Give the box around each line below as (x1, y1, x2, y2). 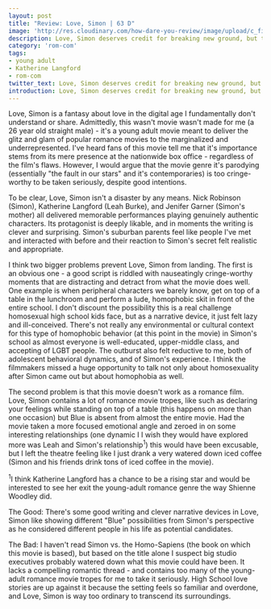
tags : (8, 49, 27, 57)
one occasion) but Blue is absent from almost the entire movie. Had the (8, 413, 245, 423)
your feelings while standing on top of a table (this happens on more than (8, 404, 252, 414)
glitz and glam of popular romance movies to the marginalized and (8, 135, 228, 144)
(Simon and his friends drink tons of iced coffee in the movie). (8, 457, 214, 467)
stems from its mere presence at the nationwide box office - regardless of (8, 152, 254, 161)
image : (8, 27, 31, 35)
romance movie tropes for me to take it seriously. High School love (27, 574, 248, 583)
